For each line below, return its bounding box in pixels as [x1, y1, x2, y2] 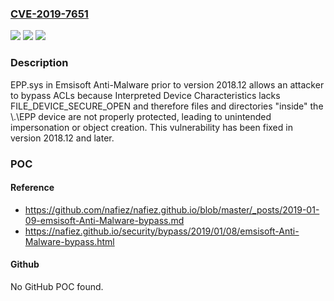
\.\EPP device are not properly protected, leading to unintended [10, 110, 272, 122]
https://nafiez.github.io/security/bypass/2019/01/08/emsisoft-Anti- [24, 225, 300, 237]
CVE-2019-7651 [10, 7, 89, 21]
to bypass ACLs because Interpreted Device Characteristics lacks [10, 89, 281, 101]
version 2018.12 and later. [10, 132, 115, 144]
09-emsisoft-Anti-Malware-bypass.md [24, 214, 185, 226]
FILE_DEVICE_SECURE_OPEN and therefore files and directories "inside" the [10, 100, 324, 112]
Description [10, 56, 69, 70]
